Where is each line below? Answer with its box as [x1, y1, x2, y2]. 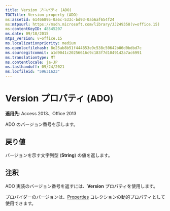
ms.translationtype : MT [5, 55, 56, 60]
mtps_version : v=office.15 [5, 36, 62, 41]
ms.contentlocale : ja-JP [5, 60, 58, 65]
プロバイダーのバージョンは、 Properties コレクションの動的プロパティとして [5, 194, 165, 200]
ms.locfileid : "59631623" [5, 69, 60, 74]
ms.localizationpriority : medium [5, 41, 76, 46]
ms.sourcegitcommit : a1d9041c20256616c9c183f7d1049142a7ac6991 [5, 50, 142, 55]
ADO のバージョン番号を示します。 [5, 121, 78, 127]
